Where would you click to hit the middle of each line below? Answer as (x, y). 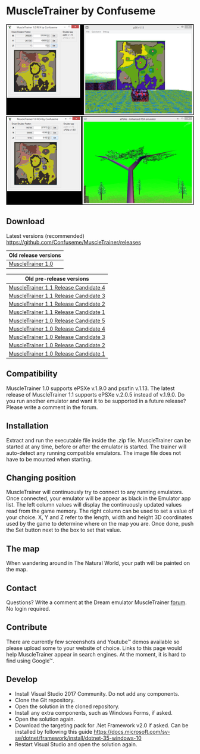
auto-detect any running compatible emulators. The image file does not (94, 453)
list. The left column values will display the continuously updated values (94, 505)
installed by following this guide (54, 731)
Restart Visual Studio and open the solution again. (76, 744)
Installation (27, 426)
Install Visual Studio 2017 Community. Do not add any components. (97, 693)
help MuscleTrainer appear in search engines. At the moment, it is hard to (96, 654)
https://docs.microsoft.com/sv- (132, 731)
